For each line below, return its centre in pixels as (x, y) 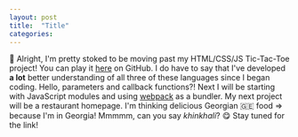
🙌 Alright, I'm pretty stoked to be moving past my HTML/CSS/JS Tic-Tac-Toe (149, 59)
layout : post (33, 17)
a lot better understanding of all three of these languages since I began (140, 78)
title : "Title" (39, 26)
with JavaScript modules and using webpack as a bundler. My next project (146, 96)
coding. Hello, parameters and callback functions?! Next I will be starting (142, 87)
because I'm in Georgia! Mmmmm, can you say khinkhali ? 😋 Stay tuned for (147, 116)
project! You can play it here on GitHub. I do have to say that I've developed (148, 68)
